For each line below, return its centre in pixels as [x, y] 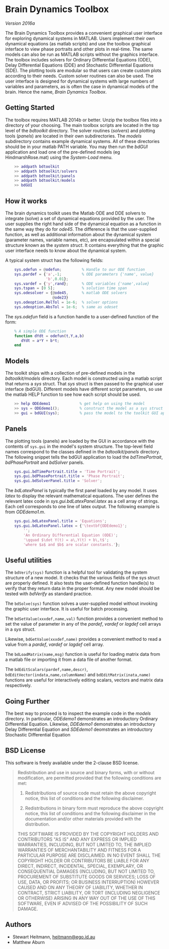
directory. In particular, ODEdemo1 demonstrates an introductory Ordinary [81, 719]
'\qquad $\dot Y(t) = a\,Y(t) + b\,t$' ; [66, 540]
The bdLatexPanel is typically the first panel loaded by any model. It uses [81, 491]
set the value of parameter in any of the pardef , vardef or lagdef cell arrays [83, 624]
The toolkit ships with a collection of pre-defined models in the [70, 373]
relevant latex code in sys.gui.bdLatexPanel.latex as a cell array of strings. [82, 501]
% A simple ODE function [40, 331]
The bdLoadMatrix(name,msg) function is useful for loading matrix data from [83, 654]
